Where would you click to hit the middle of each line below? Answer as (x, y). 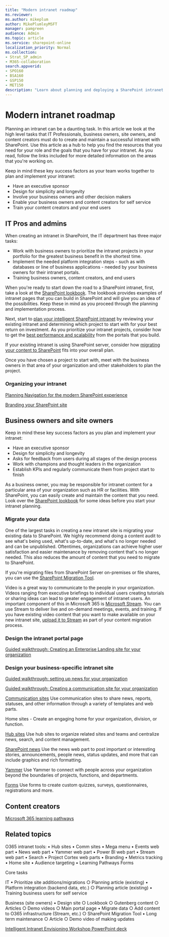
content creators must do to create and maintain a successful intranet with (83, 140)
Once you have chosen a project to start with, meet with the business (77, 360)
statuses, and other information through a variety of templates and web (79, 704)
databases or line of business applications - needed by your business (85, 267)
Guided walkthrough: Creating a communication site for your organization (81, 689)
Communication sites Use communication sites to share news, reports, (79, 698)
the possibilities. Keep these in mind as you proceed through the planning (81, 304)
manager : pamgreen (24, 29)
